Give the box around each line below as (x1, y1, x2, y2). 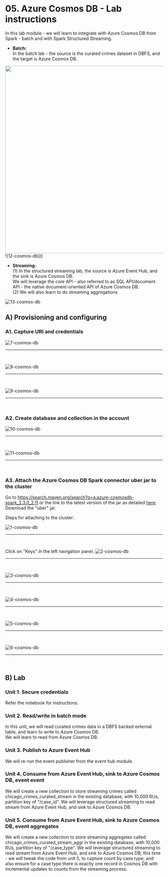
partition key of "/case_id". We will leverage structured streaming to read (5, 799, 155, 805)
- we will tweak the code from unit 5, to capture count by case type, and (5, 856, 154, 862)
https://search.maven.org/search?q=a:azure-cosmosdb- (17, 494, 134, 500)
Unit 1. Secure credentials (5, 688, 68, 695)
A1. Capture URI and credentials (5, 328, 83, 335)
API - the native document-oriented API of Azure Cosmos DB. (12, 283, 139, 290)
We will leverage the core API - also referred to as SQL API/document (12, 278, 156, 284)
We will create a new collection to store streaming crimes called (5, 788, 136, 794)
